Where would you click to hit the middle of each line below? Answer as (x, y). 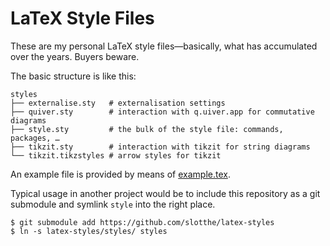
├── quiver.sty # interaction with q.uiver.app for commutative (162, 112)
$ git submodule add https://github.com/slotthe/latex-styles (142, 222)
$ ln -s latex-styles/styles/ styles (89, 231)
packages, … (35, 138)
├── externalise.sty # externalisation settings (118, 103)
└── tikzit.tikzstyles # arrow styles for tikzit (116, 155)
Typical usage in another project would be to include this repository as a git (165, 193)
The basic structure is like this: (73, 76)
